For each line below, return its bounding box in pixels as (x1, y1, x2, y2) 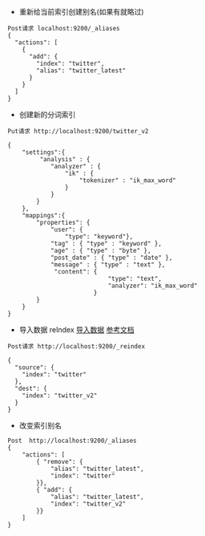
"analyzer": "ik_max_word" (107, 282, 198, 290)
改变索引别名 (18, 420, 62, 430)
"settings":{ (22, 148, 66, 156)
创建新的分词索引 (18, 110, 76, 119)
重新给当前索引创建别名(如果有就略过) (18, 7, 145, 16)
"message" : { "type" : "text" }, (50, 261, 166, 269)
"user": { (50, 225, 83, 233)
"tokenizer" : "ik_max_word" (78, 177, 177, 185)
